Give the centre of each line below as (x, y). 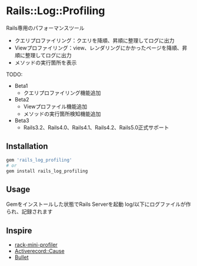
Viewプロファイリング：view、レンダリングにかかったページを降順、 (98, 48)
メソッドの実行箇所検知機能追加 (62, 114)
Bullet (21, 257)
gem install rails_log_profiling (47, 171)
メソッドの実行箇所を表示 (46, 63)
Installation (27, 147)
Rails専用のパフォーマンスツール (45, 28)
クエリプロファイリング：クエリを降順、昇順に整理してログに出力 (94, 40)
